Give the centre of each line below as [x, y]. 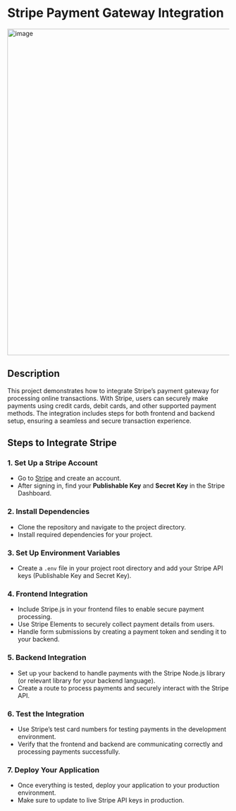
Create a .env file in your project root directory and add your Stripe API [120, 568]
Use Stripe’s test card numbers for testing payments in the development [122, 729]
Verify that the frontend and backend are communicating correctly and [120, 744]
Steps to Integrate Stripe [62, 443]
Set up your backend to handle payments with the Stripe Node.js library [121, 673]
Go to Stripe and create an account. [69, 479]
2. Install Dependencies [49, 512]
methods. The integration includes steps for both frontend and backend [111, 413]
